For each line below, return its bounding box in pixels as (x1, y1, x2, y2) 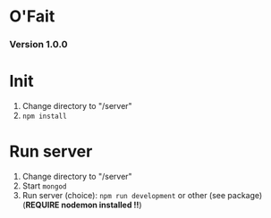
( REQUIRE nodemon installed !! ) (21, 199, 142, 210)
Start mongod (21, 180, 67, 191)
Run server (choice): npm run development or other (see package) (21, 189, 263, 200)
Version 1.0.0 (9, 38, 68, 51)
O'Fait (9, 6, 55, 27)
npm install (21, 112, 67, 122)
